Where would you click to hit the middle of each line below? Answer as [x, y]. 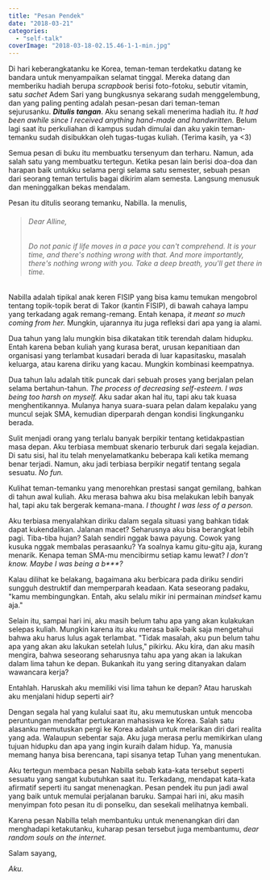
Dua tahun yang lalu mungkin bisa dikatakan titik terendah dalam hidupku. [131, 338]
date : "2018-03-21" [41, 23]
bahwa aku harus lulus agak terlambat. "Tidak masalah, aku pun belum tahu [134, 637]
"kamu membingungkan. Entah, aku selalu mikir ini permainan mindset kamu [135, 596]
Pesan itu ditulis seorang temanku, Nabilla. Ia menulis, [98, 203]
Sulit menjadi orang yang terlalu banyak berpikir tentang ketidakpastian [127, 438]
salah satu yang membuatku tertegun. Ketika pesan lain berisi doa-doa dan [133, 161]
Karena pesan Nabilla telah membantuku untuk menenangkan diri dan [124, 820]
